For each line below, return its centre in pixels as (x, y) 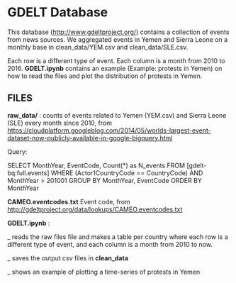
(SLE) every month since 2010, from (60, 123)
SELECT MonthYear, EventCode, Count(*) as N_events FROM (96, 165)
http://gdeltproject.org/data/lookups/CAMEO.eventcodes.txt (95, 209)
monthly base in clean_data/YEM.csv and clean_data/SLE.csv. (98, 47)
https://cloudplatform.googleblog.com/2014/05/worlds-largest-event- (109, 130)
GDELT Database (58, 12)
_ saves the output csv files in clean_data (68, 258)
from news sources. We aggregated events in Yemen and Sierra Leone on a (118, 39)
